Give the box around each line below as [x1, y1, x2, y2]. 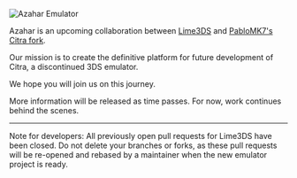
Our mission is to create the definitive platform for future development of [9, 52, 274, 62]
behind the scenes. [9, 105, 80, 115]
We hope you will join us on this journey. [9, 79, 156, 89]
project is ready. [9, 159, 68, 169]
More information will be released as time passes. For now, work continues [9, 96, 282, 106]
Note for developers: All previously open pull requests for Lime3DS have [9, 131, 272, 141]
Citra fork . [9, 35, 46, 45]
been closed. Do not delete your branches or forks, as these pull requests [9, 140, 278, 151]
